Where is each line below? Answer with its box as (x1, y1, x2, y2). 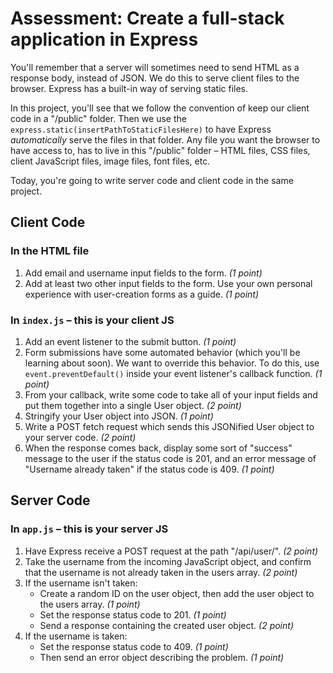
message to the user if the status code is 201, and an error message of (24, 452, 317, 464)
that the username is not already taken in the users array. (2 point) (24, 566, 298, 578)
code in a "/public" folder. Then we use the (10, 112, 187, 124)
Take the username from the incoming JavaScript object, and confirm (24, 555, 312, 567)
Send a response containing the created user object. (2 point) (39, 619, 294, 631)
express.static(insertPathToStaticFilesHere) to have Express (10, 123, 272, 135)
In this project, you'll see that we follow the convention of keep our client (10, 102, 310, 114)
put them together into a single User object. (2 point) (24, 399, 242, 411)
